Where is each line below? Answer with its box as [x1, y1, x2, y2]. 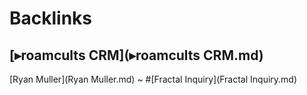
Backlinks [9, 7, 93, 30]
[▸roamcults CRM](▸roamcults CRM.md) [9, 47, 264, 64]
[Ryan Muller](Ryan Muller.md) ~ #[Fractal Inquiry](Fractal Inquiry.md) [9, 73, 298, 85]
